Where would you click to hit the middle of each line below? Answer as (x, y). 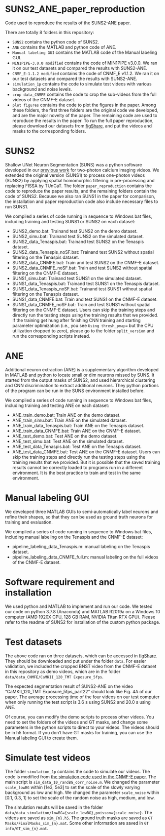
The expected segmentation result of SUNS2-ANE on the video (69, 686)
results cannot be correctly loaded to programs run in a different (77, 467)
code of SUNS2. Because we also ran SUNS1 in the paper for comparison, (80, 196)
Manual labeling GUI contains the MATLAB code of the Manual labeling (85, 52)
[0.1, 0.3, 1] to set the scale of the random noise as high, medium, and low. (80, 797)
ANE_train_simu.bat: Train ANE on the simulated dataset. (69, 420)
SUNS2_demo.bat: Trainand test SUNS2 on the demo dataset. (75, 231)
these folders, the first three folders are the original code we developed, (85, 110)
